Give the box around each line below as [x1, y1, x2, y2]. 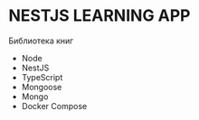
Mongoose [21, 81, 62, 92]
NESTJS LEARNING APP [8, 5, 191, 26]
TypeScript [21, 71, 63, 82]
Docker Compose [21, 100, 88, 111]
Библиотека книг [8, 35, 74, 46]
